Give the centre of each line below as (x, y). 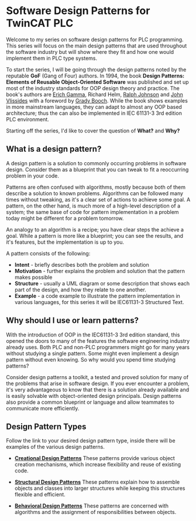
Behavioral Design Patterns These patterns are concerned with (91, 506)
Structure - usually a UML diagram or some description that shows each (102, 283)
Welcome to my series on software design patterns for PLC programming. (95, 39)
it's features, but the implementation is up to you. (65, 242)
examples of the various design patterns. (56, 447)
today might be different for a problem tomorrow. (65, 218)
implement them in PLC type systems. (52, 58)
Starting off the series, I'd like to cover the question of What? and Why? (93, 131)
